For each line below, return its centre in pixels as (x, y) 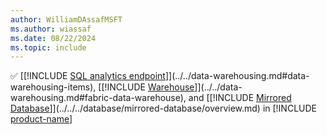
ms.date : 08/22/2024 (53, 38)
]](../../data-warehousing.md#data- (237, 76)
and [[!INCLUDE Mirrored (240, 98)
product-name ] (41, 119)
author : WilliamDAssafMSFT (66, 19)
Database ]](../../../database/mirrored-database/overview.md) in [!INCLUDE (163, 108)
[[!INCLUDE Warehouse (146, 87)
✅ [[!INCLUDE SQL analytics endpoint (88, 76)
